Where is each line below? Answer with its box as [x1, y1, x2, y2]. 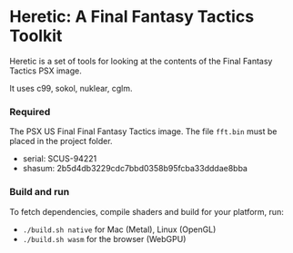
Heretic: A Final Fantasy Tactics [9, 6, 255, 27]
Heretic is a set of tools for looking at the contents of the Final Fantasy [9, 55, 273, 66]
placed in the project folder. [9, 136, 113, 147]
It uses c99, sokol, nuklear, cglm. [9, 83, 133, 93]
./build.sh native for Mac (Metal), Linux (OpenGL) [22, 224, 217, 235]
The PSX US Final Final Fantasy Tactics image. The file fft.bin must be [9, 126, 278, 137]
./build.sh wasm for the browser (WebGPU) [22, 233, 187, 244]
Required [9, 105, 51, 118]
